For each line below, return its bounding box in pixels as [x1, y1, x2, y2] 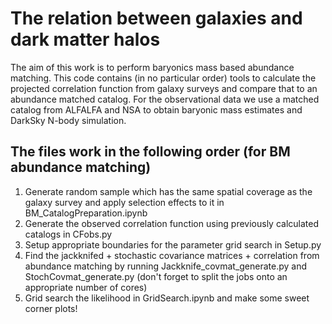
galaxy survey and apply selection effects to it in [24, 196, 225, 208]
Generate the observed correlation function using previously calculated [24, 217, 319, 229]
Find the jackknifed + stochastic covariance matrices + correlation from [24, 249, 320, 261]
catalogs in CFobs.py [24, 228, 113, 240]
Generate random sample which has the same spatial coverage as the [24, 185, 313, 197]
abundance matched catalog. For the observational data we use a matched [10, 93, 320, 105]
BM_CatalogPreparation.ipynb [24, 207, 148, 219]
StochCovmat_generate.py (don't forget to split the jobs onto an [24, 270, 288, 282]
